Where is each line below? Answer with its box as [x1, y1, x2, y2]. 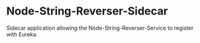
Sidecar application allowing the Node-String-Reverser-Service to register [6, 24, 194, 31]
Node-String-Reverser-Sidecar [6, 4, 168, 18]
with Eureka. [6, 30, 38, 38]
